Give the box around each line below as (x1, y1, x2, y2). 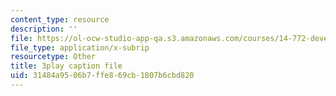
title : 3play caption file (10, 61, 123, 71)
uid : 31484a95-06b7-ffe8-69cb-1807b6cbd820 (10, 71, 195, 81)
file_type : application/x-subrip (10, 42, 150, 53)
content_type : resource (10, 14, 110, 25)
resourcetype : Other (10, 52, 97, 62)
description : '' (10, 24, 78, 34)
